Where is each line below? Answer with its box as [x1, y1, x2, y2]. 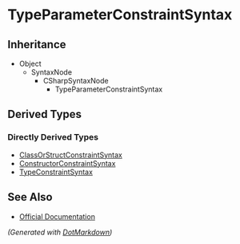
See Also [7, 190, 53, 204]
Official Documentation [18, 211, 95, 222]
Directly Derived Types [7, 132, 99, 143]
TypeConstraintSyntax [18, 167, 94, 177]
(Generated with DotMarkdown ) [7, 227, 113, 237]
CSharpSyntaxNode [42, 76, 109, 85]
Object [18, 59, 42, 68]
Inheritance [7, 38, 66, 51]
